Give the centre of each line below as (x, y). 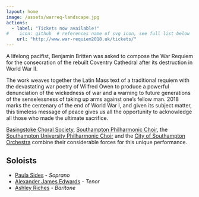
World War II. (22, 69)
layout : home (22, 12)
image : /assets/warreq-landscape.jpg (53, 17)
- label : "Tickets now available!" (56, 28)
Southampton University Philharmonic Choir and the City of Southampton (96, 136)
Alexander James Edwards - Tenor (57, 181)
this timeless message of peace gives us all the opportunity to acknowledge (99, 112)
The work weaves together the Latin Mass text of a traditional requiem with (98, 80)
